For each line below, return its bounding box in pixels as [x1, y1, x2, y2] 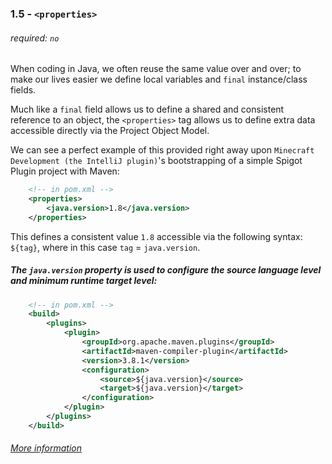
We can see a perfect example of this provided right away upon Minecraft [10, 144, 315, 156]
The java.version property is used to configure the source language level [10, 264, 322, 276]
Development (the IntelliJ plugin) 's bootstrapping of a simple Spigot [10, 155, 303, 167]
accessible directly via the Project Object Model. [10, 125, 210, 137]
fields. [10, 84, 37, 96]
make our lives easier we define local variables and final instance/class [10, 73, 308, 86]
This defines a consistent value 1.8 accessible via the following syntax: [10, 230, 303, 242]
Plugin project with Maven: [10, 165, 120, 177]
